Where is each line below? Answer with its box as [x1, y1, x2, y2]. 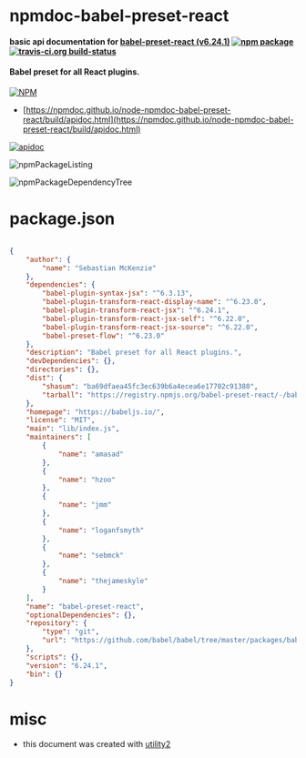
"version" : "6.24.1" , [25, 661, 107, 670]
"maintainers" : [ [25, 433, 92, 442]
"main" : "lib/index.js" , [25, 424, 120, 433]
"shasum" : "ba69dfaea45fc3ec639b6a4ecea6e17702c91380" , [42, 381, 259, 391]
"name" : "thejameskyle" [57, 577, 148, 586]
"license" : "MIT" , [25, 416, 96, 425]
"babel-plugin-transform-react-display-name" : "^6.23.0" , [42, 298, 267, 307]
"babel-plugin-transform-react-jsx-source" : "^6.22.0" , [42, 322, 259, 332]
